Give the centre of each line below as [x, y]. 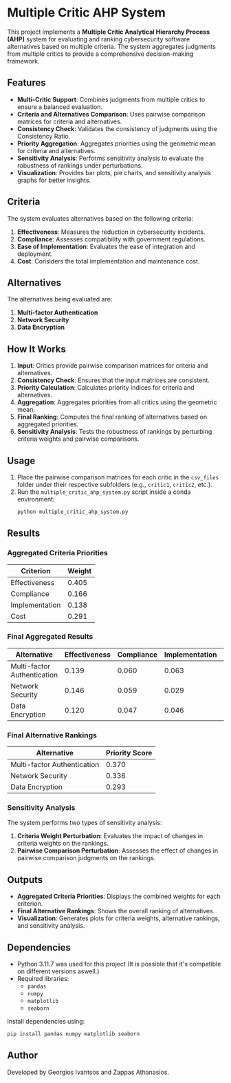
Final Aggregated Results [50, 637]
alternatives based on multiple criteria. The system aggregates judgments [112, 46]
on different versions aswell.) [58, 971]
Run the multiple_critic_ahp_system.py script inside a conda [104, 492]
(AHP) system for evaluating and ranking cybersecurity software [99, 39]
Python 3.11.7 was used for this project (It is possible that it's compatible [119, 964]
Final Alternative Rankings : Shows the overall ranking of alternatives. [116, 911]
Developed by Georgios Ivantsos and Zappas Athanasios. [88, 1072]
